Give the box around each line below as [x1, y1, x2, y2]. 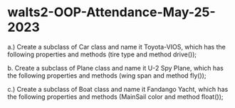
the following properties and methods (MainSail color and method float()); [7, 92, 224, 101]
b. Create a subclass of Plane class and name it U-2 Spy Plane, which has [7, 64, 224, 72]
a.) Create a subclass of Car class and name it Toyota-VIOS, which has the [7, 42, 226, 51]
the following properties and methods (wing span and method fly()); [7, 71, 207, 80]
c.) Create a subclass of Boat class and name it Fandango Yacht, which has [7, 85, 229, 93]
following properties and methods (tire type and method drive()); [7, 50, 197, 59]
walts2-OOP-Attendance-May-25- [7, 4, 216, 20]
